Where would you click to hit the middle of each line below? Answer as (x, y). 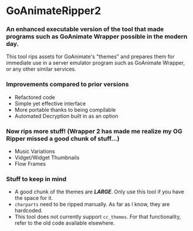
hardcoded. (28, 210)
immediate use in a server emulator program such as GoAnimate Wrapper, (96, 63)
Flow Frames (30, 164)
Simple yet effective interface (50, 103)
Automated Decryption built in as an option (66, 116)
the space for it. (34, 198)
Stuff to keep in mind (36, 179)
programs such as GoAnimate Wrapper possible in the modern (97, 36)
